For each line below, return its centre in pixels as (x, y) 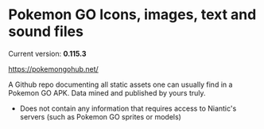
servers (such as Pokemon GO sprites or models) (100, 116)
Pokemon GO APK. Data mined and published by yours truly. (107, 92)
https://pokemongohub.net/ (54, 68)
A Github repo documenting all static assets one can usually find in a (120, 84)
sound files (46, 31)
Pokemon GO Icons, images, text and (132, 15)
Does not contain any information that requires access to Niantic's (128, 108)
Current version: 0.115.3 (47, 53)
